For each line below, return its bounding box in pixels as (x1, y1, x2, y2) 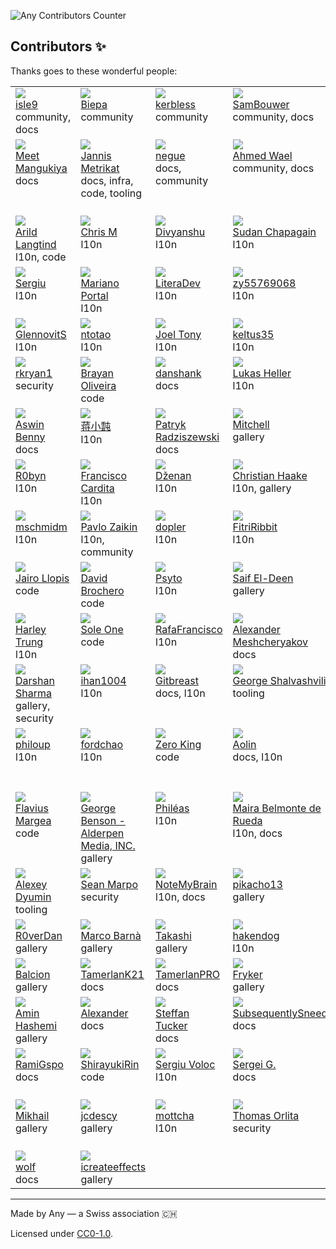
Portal (80, 288, 109, 302)
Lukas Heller (232, 366, 292, 380)
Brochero (80, 583, 125, 597)
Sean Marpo (80, 877, 138, 891)
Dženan (155, 468, 192, 482)
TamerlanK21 (80, 967, 145, 981)
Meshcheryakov (232, 635, 309, 649)
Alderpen (80, 826, 125, 840)
